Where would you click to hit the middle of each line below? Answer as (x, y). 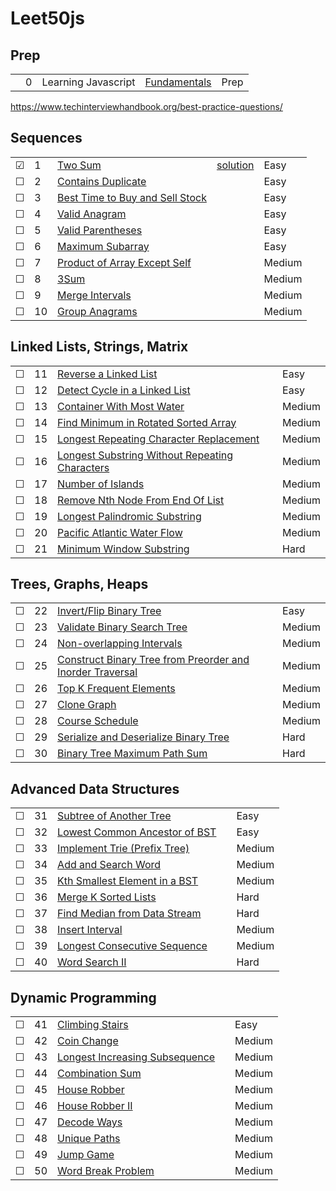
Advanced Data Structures (95, 788)
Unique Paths (89, 1139)
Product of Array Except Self (124, 262)
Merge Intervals (94, 295)
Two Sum (79, 165)
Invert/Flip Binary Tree (109, 611)
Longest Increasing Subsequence (136, 1057)
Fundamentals (178, 82)
